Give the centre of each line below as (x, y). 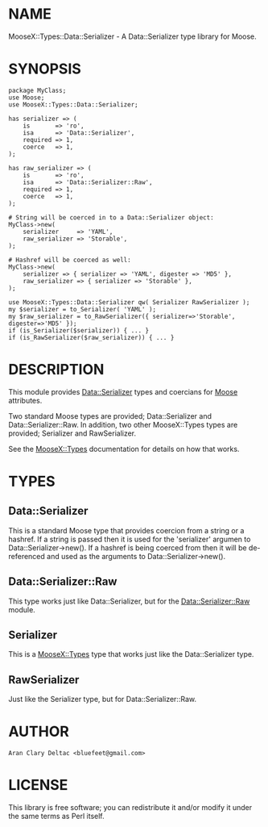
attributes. (25, 400)
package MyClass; (37, 90)
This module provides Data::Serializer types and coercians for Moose (123, 391)
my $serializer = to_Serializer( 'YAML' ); (82, 309)
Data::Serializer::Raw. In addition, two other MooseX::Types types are (123, 424)
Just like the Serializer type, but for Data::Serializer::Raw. (103, 700)
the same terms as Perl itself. (56, 817)
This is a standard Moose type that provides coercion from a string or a (126, 530)
